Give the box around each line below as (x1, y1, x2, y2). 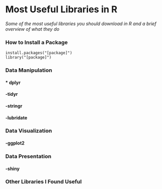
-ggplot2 (5, 140, 25, 146)
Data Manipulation (5, 67, 52, 74)
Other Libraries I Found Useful (5, 178, 82, 185)
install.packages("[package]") (5, 50, 73, 56)
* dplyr (5, 79, 21, 86)
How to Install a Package (5, 38, 68, 46)
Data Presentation (5, 153, 51, 160)
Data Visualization (5, 127, 52, 134)
